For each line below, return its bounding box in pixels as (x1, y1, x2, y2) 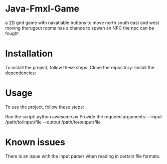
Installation (5, 48, 53, 59)
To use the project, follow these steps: (5, 104, 84, 110)
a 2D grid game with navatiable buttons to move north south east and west (5, 20, 159, 26)
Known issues (5, 136, 65, 148)
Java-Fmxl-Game (5, 3, 79, 15)
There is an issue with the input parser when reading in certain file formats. (5, 153, 160, 159)
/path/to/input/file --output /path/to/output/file (5, 119, 101, 125)
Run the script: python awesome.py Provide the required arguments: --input (5, 113, 162, 119)
